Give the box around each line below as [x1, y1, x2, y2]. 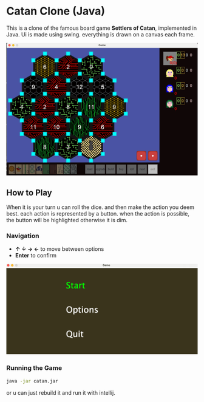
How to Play [6, 187, 53, 198]
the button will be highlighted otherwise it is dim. [6, 217, 127, 224]
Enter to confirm [15, 252, 56, 259]
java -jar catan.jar [6, 378, 59, 384]
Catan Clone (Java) [6, 4, 105, 18]
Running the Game [6, 363, 63, 372]
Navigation [6, 231, 39, 240]
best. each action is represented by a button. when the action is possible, [6, 210, 190, 217]
